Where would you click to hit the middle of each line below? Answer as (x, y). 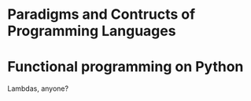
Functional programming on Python (125, 67)
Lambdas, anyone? (38, 88)
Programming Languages (92, 31)
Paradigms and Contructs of (102, 14)
